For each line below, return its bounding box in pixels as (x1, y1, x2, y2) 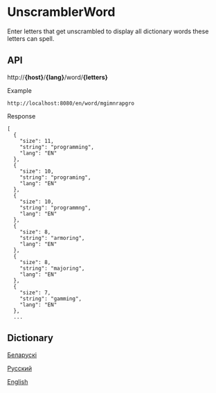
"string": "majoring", (19, 265, 85, 272)
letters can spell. (7, 34, 55, 42)
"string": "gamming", (19, 295, 82, 302)
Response (7, 112, 36, 120)
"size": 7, (19, 289, 51, 296)
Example (7, 86, 33, 94)
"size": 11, (19, 137, 54, 144)
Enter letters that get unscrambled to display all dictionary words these (7, 27, 209, 35)
